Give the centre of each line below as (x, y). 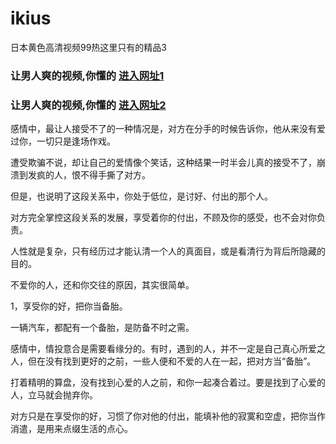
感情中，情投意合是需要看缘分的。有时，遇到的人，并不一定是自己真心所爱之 (168, 349)
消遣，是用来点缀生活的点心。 (71, 429)
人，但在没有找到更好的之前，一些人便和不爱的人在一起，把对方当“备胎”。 (163, 361)
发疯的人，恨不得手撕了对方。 (89, 175)
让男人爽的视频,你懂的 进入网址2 (88, 105)
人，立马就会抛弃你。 (54, 395)
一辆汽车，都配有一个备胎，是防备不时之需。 (102, 328)
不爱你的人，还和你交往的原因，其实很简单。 (102, 285)
